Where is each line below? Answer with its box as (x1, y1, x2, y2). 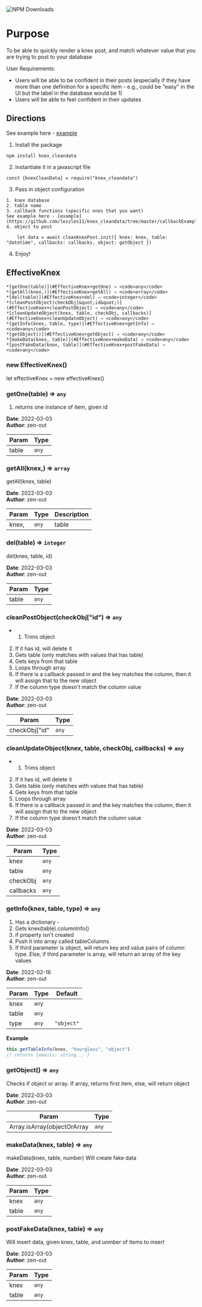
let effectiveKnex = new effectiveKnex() (6, 374, 105, 382)
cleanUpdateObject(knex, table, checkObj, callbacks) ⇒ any (6, 744, 185, 752)
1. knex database (6, 197, 50, 203)
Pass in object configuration (14, 185, 85, 193)
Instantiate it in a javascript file (14, 163, 91, 170)
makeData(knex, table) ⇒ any (6, 1140, 93, 1149)
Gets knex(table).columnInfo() (14, 924, 90, 932)
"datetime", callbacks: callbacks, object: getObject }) (6, 239, 152, 246)
